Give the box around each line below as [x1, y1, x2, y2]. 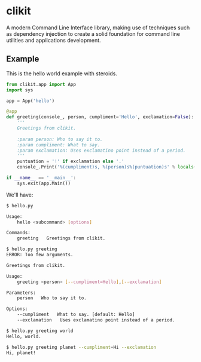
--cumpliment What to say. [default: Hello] [17, 312, 135, 318]
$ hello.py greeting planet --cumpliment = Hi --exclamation [6, 344, 157, 350]
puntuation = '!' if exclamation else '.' [17, 158, 124, 165]
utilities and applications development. [6, 36, 101, 44]
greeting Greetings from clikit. [17, 235, 106, 241]
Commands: [6, 230, 31, 236]
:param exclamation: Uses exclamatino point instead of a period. [17, 148, 186, 154]
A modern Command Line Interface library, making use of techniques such [6, 24, 190, 31]
